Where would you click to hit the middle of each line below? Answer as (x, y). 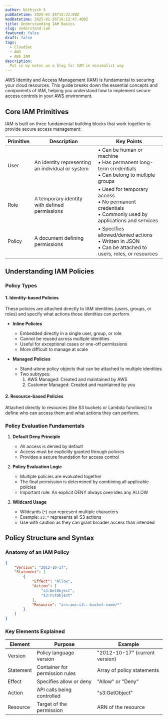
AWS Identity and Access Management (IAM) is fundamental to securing (80, 80)
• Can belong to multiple (126, 175)
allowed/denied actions (125, 235)
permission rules (56, 673)
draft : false (19, 38)
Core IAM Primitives (37, 111)
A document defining (59, 238)
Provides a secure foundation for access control (69, 457)
